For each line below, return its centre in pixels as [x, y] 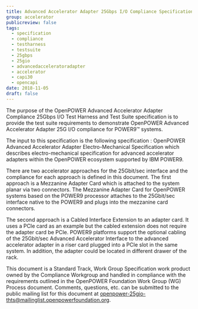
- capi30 [22, 77]
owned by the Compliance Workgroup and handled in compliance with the [96, 275]
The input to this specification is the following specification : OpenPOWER [96, 140]
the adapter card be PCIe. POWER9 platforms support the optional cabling [96, 232]
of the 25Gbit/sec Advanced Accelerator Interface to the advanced [88, 238]
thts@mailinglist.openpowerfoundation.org [58, 300]
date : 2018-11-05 [27, 88]
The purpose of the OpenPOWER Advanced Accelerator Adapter [85, 110]
